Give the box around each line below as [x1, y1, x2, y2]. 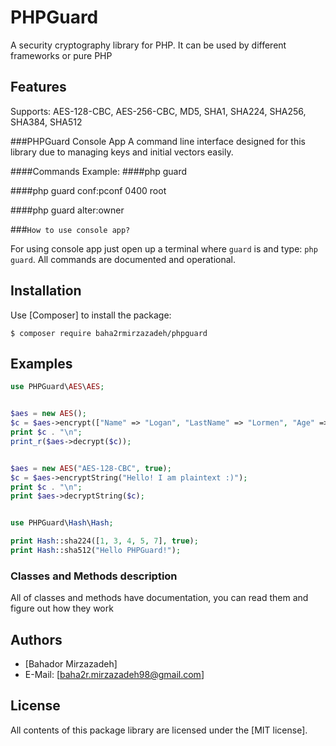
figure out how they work [10, 602, 114, 615]
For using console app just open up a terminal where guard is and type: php [10, 242, 318, 255]
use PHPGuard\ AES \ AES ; [10, 382, 105, 392]
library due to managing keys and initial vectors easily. [10, 146, 234, 158]
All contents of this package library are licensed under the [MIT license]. [10, 724, 308, 736]
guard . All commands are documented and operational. [10, 253, 236, 265]
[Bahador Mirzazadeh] [24, 657, 118, 670]
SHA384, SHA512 [10, 116, 83, 128]
